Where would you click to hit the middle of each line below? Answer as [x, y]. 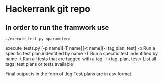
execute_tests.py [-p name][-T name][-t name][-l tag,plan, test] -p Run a [80, 48]
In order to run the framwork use [57, 28]
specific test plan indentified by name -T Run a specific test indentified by [82, 54]
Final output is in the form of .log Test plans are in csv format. [69, 74]
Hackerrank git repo [48, 9]
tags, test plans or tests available [39, 64]
